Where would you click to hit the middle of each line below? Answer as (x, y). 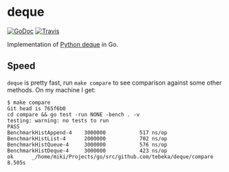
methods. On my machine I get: (52, 89)
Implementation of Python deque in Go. (63, 44)
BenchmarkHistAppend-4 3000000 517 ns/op (87, 132)
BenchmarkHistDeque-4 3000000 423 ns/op (87, 151)
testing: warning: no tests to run (58, 120)
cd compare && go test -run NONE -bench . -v (73, 114)
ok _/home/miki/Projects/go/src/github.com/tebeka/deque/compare (110, 157)
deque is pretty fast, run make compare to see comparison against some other (115, 83)
